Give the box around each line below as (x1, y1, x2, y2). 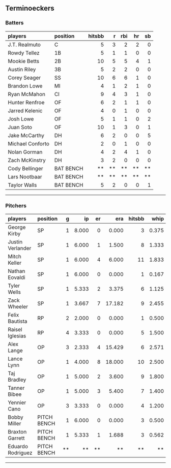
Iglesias (8, 332, 26, 339)
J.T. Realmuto (8, 41, 41, 48)
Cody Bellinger (8, 165, 43, 172)
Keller (8, 259, 22, 266)
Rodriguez (8, 449, 33, 456)
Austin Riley (8, 66, 36, 73)
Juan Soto (8, 123, 32, 131)
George (8, 224, 26, 231)
